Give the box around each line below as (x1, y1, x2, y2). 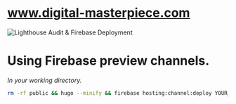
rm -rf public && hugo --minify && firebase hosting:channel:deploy (7, 89, 212, 96)
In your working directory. (7, 76, 82, 84)
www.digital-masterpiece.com (7, 5, 190, 21)
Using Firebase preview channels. (7, 53, 210, 69)
